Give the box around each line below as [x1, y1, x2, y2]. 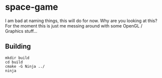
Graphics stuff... [5, 28, 38, 34]
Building [5, 42, 31, 51]
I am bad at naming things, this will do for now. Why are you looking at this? [5, 18, 158, 24]
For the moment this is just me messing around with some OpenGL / [5, 23, 142, 28]
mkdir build [5, 55, 29, 60]
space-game [5, 1, 58, 13]
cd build [5, 59, 23, 65]
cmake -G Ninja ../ [5, 64, 45, 69]
